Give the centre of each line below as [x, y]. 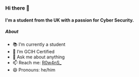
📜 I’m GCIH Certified [33, 52]
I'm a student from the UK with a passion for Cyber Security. [70, 20]
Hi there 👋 [18, 8]
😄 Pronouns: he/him [34, 70]
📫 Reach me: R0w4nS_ [37, 63]
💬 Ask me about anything [39, 57]
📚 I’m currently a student [39, 44]
